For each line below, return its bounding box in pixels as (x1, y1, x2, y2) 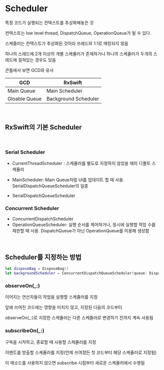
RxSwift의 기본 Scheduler (5, 123, 82, 132)
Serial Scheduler (5, 148, 45, 155)
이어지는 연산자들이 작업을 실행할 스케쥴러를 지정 (5, 294, 98, 300)
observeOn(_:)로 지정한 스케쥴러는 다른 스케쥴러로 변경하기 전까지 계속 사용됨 (5, 315, 154, 321)
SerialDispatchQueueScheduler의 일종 (12, 183, 89, 189)
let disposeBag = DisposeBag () (5, 267, 69, 271)
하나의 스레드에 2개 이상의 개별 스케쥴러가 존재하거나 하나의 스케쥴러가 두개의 (5, 51, 152, 57)
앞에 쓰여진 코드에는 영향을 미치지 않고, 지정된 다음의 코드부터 (5, 305, 123, 310)
